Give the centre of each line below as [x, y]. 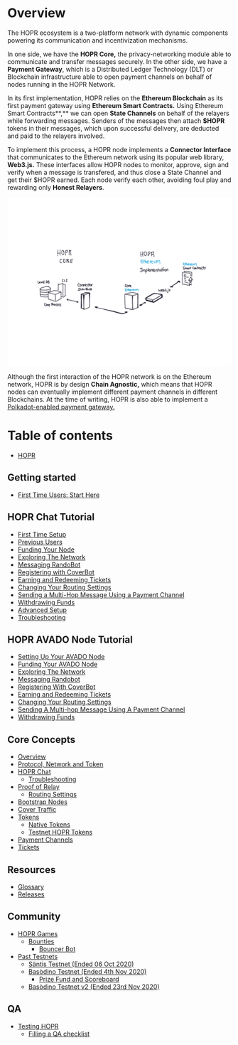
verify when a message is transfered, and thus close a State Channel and [114, 172]
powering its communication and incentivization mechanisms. [98, 40]
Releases [31, 894]
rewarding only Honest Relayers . [56, 187]
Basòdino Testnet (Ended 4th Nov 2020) [87, 971]
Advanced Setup [42, 610]
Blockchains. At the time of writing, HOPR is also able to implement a [108, 399]
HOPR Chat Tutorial [51, 517]
